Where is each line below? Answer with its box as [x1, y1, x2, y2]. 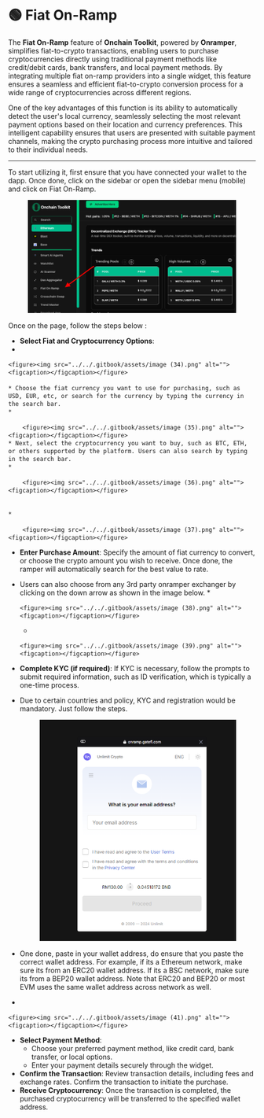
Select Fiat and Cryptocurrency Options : [19, 336, 155, 346]
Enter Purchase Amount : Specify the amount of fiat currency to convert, [19, 548, 255, 557]
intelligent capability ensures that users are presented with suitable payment [8, 127, 255, 138]
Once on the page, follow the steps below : [8, 321, 147, 330]
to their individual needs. [8, 145, 88, 154]
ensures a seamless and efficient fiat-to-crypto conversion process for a [8, 79, 244, 89]
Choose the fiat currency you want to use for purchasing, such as [15, 385, 241, 393]
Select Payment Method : [19, 1035, 102, 1045]
